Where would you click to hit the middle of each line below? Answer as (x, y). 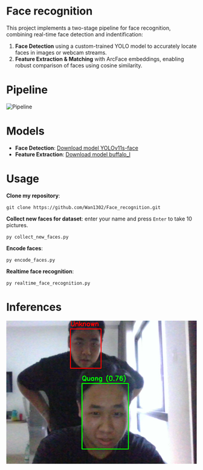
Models (25, 131)
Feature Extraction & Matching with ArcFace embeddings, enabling (99, 59)
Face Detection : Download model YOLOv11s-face (77, 148)
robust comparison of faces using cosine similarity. (79, 65)
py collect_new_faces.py (37, 237)
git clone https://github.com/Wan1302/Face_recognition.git (84, 207)
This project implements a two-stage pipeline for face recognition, (89, 28)
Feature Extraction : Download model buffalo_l (73, 154)
